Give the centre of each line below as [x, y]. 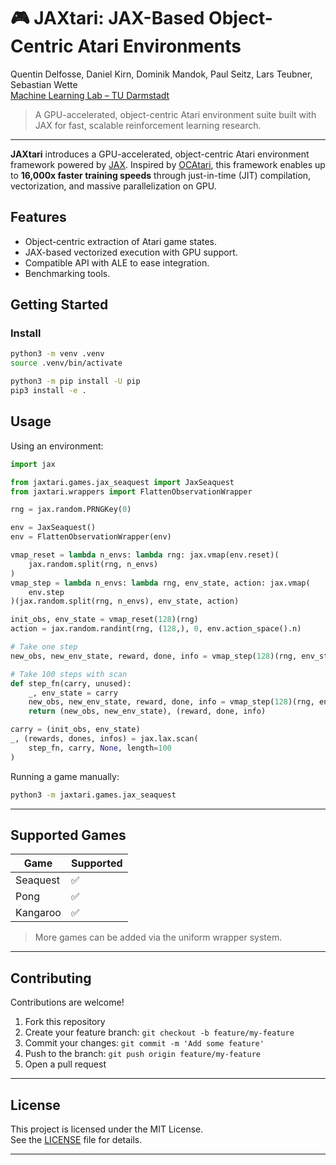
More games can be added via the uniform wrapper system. [158, 937]
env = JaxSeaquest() [53, 528]
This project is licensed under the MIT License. [107, 1129]
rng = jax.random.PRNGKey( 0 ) [71, 510]
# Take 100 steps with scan [69, 674]
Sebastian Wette [44, 84]
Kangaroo [38, 913]
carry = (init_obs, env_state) [75, 730]
